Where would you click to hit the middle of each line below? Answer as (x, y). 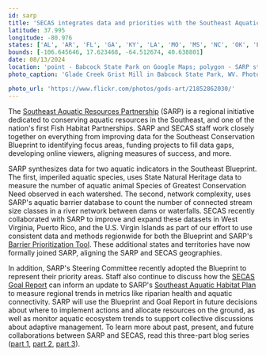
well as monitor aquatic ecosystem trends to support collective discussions (131, 318)
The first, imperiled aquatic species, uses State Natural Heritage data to (125, 177)
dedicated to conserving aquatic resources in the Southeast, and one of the (131, 119)
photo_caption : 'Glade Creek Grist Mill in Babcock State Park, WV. (123, 74)
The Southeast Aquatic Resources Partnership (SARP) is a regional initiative (131, 111)
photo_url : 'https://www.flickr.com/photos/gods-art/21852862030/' (122, 89)
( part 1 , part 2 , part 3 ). (44, 343)
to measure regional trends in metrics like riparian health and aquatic (120, 293)
